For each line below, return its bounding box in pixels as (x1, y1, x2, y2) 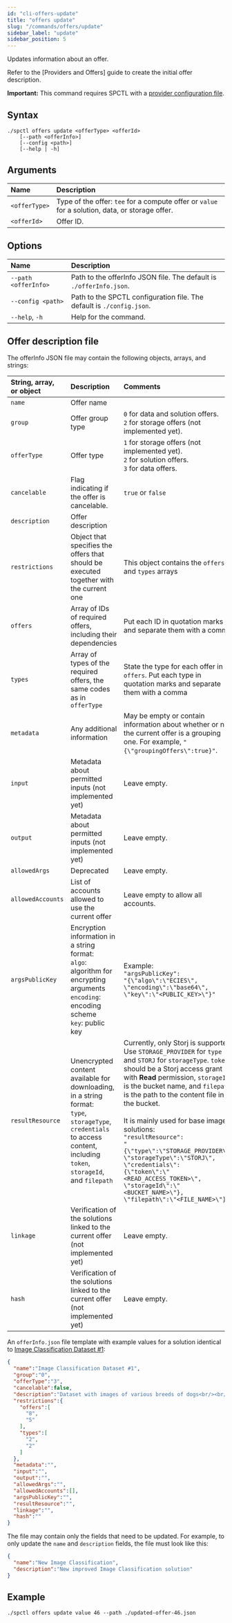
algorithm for (70, 966, 113, 976)
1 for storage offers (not (123, 437, 202, 447)
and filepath (70, 1176, 113, 1186)
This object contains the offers (123, 558, 225, 568)
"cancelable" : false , (13, 1384, 72, 1391)
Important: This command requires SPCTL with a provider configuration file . (7, 89, 224, 98)
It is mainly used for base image (123, 1116, 226, 1125)
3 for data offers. (123, 464, 177, 473)
